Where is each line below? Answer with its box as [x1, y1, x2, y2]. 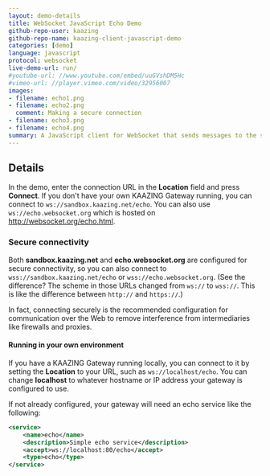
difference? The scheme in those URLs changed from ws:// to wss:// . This [8, 281, 256, 290]
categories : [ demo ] [8, 42, 74, 50]
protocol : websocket [8, 57, 78, 65]
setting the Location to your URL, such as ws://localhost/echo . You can [8, 367, 247, 376]
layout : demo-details [8, 11, 81, 20]
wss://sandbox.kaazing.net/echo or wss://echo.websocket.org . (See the [8, 272, 246, 281]
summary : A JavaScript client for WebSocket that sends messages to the [8, 131, 257, 139]
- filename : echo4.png [8, 124, 84, 132]
